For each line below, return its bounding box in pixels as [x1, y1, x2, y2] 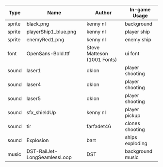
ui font [125, 50, 140, 57]
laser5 [26, 95, 41, 101]
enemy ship [125, 36, 152, 43]
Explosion [26, 137, 49, 144]
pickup [125, 112, 141, 118]
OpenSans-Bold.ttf [26, 50, 70, 57]
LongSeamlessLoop [26, 154, 72, 161]
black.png [26, 20, 49, 27]
